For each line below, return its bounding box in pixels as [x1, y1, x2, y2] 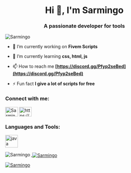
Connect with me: [5, 95, 50, 102]
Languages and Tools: [5, 123, 60, 130]
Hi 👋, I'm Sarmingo [45, 5, 124, 16]
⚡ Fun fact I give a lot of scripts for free [12, 80, 95, 87]
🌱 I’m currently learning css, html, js [12, 53, 88, 59]
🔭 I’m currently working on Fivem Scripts [12, 44, 98, 50]
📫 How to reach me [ [12, 63, 57, 69]
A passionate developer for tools [43, 23, 125, 30]
